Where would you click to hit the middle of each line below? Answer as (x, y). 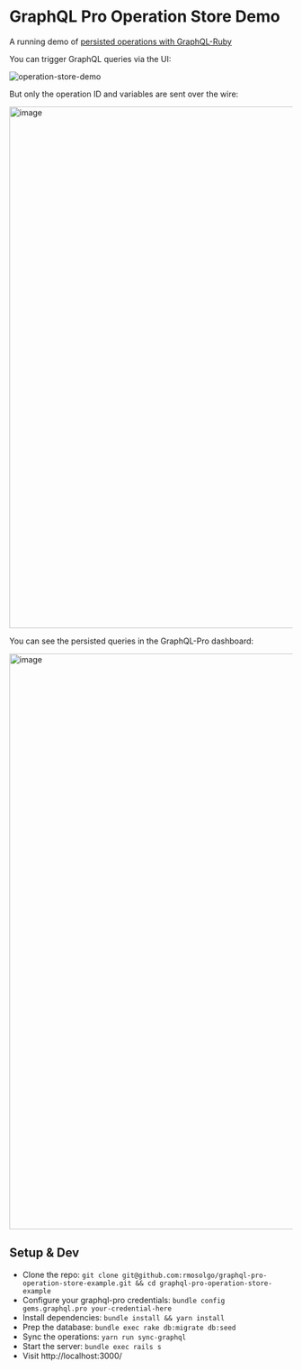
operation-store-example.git (77, 1283)
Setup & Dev (44, 1253)
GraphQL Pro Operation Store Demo (145, 17)
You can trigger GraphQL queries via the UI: (90, 59)
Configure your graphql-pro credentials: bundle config (124, 1300)
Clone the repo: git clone (70, 1274)
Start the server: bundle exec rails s (92, 1346)
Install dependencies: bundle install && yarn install (123, 1317)
